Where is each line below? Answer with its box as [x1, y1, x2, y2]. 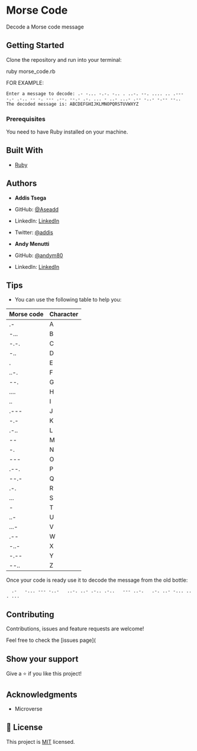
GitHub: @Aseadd [14, 205, 59, 213]
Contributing [6, 609, 54, 619]
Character [49, 310, 79, 318]
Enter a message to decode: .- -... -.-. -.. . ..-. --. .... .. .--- [6, 90, 184, 97]
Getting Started [6, 40, 64, 50]
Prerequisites [6, 115, 46, 123]
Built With [6, 145, 43, 156]
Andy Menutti [14, 240, 50, 247]
